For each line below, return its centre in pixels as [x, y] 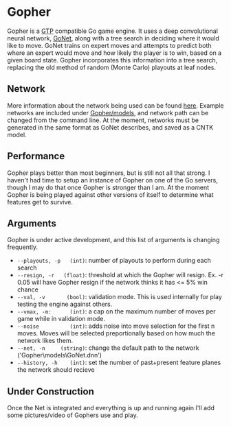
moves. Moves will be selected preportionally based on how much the [116, 333]
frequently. [22, 247]
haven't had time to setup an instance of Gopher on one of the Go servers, [113, 180]
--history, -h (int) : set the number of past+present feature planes [119, 363]
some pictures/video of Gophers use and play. [73, 415]
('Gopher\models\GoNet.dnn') [59, 355]
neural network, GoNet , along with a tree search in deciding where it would [113, 38]
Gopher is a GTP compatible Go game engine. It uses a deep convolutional [113, 31]
